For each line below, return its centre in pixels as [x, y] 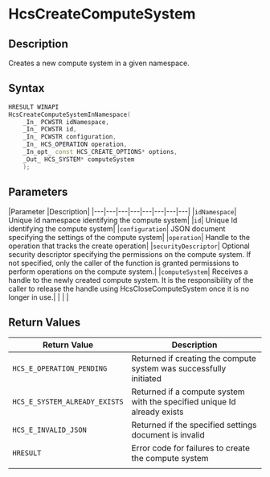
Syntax [27, 88]
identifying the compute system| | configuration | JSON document [117, 228]
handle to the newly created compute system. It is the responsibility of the [131, 280]
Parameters [38, 192]
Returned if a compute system [188, 392]
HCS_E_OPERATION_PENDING [60, 369]
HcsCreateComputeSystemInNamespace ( [70, 114]
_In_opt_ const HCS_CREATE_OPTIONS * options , [100, 152]
